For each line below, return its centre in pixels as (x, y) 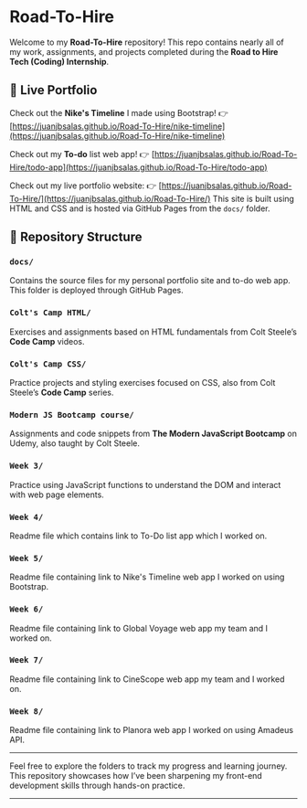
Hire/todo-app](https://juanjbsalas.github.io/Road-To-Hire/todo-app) (138, 167)
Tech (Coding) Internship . (59, 61)
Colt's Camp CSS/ (48, 364)
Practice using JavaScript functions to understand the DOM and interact (145, 484)
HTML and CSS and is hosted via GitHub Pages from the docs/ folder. (140, 208)
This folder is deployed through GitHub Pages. (97, 291)
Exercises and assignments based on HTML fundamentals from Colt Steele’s (153, 332)
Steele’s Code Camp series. (62, 393)
